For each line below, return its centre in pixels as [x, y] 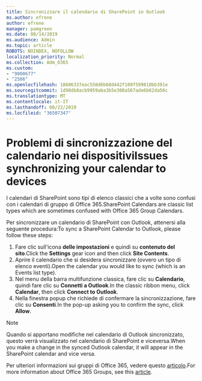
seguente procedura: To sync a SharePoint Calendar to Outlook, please [93, 229]
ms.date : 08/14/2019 [32, 34]
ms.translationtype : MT [36, 96]
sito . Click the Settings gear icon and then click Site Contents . [92, 254]
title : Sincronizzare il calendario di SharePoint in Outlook [86, 12]
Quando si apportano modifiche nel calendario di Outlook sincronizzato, [95, 335]
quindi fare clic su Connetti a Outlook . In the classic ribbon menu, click [102, 286]
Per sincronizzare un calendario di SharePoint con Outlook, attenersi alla [96, 223]
